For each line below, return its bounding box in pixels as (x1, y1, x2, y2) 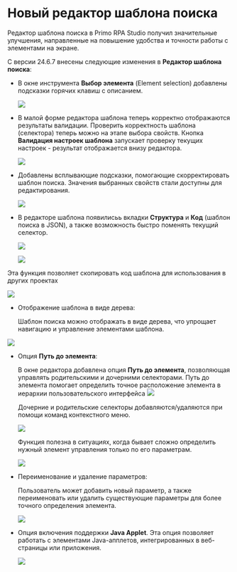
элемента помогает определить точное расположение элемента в (17, 381, 221, 389)
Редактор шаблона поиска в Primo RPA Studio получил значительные (7, 28, 218, 37)
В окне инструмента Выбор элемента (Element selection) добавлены (17, 78, 228, 87)
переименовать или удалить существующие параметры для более (17, 493, 222, 502)
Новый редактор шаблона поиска (7, 5, 218, 21)
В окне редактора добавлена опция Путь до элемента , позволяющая (17, 365, 231, 374)
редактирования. (17, 186, 70, 194)
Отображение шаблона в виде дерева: (17, 303, 136, 312)
